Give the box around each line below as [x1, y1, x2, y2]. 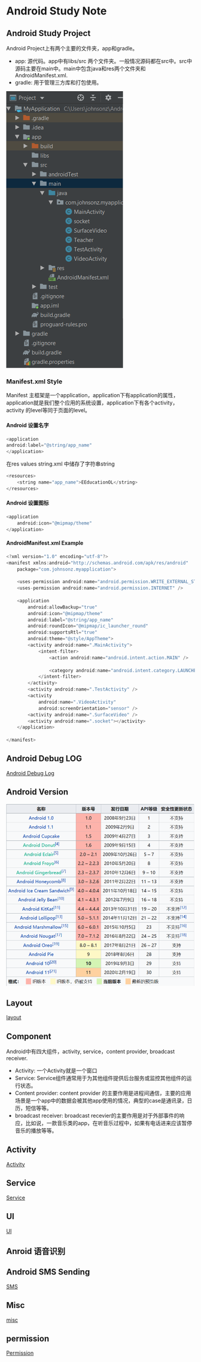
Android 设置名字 [6, 421, 49, 428]
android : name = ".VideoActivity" [38, 699, 117, 705]
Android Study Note [6, 4, 107, 18]
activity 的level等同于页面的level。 [6, 407, 91, 414]
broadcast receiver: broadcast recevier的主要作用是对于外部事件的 [14, 1112, 179, 1120]
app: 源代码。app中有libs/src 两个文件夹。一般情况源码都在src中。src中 [14, 58, 193, 64]
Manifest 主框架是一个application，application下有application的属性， [6, 392, 179, 399]
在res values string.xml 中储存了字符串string [6, 460, 115, 467]
